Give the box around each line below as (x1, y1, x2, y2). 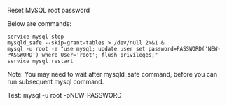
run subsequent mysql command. (7, 77, 104, 86)
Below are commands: (7, 20, 72, 27)
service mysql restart (7, 58, 74, 65)
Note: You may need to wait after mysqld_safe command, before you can (7, 70, 218, 78)
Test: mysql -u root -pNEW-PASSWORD (7, 91, 122, 99)
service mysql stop (7, 33, 64, 40)
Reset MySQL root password (7, 6, 90, 14)
